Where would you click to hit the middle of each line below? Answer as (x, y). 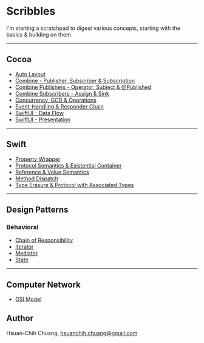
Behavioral (22, 227)
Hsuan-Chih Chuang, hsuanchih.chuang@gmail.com (72, 333)
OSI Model (28, 299)
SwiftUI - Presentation (43, 119)
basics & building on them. (39, 34)
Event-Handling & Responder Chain (59, 106)
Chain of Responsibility (44, 240)
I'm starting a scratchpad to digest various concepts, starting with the (93, 28)
